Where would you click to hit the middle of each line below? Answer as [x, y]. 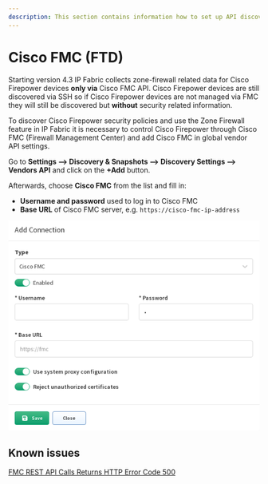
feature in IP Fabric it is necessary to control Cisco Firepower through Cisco [133, 129]
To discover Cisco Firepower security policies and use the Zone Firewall [126, 121]
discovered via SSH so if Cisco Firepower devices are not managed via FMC [134, 97]
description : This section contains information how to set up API [123, 17]
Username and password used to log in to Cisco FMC [108, 200]
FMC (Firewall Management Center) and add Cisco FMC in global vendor [128, 137]
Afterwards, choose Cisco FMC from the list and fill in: [97, 185]
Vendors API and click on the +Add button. [79, 170]
